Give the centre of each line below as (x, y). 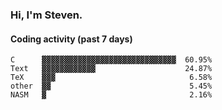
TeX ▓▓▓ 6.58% (111, 78)
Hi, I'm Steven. (46, 15)
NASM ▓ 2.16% (111, 95)
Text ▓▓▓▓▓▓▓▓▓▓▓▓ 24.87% (111, 69)
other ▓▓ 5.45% (111, 86)
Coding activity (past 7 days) (71, 39)
